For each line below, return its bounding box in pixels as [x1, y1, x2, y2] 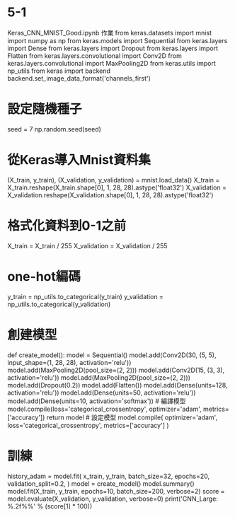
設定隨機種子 [7, 101, 83, 117]
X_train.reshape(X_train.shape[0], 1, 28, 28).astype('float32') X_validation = [7, 183, 227, 192]
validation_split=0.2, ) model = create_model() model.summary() [7, 479, 195, 488]
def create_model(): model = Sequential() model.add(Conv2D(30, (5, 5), [7, 351, 217, 359]
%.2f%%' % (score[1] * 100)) [7, 501, 93, 510]
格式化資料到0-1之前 [7, 218, 127, 233]
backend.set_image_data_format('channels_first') [7, 74, 151, 82]
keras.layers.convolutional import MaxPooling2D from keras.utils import [7, 59, 216, 67]
